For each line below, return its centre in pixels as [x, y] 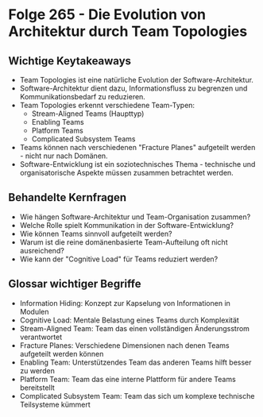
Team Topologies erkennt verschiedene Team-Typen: [107, 105]
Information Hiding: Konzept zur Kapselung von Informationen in [125, 303]
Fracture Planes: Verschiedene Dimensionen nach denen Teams [124, 345]
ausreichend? [42, 250]
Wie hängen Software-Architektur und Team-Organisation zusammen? [135, 217]
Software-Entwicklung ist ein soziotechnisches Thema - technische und [137, 164]
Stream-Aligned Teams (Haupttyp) [88, 114]
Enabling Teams [58, 122]
